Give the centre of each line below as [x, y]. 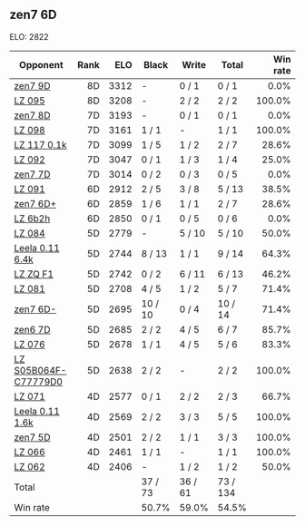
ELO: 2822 [29, 36]
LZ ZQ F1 [34, 274]
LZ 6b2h [32, 219]
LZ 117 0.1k [40, 144]
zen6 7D [32, 329]
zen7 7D [32, 174]
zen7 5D [32, 437]
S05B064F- [40, 370]
